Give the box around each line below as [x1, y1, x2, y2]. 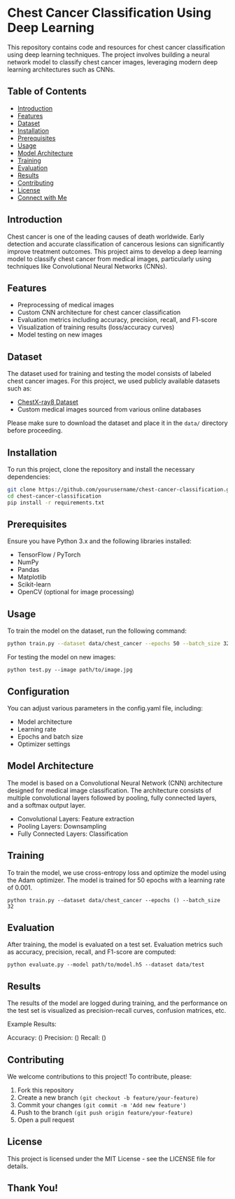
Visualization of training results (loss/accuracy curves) [17, 323, 175, 332]
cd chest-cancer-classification [7, 492, 101, 500]
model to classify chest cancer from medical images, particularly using [7, 254, 212, 263]
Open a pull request [17, 1116, 75, 1124]
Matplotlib [17, 573, 47, 582]
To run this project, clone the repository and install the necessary [7, 465, 195, 473]
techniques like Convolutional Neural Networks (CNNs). [7, 262, 168, 270]
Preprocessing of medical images [17, 301, 114, 309]
